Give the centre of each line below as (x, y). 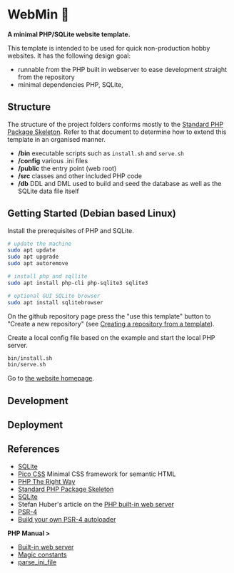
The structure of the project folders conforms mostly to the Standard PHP (115, 124)
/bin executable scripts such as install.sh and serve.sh (101, 153)
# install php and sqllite (47, 277)
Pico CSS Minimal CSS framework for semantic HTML (97, 474)
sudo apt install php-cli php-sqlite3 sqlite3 (78, 283)
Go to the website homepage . (51, 378)
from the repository (46, 77)
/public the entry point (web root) (67, 168)
